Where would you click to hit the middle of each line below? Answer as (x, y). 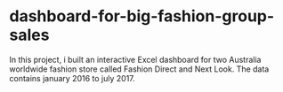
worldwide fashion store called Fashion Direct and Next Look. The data (139, 69)
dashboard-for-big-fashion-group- (142, 16)
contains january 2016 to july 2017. (72, 78)
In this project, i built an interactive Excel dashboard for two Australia (135, 59)
